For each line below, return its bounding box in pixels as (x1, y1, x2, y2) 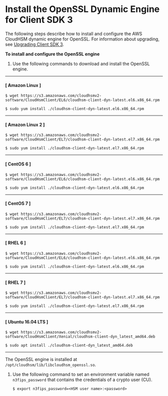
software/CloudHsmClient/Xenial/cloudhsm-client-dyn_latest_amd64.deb (5, 334, 155, 339)
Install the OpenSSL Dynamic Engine (5, 3, 160, 15)
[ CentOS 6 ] (5, 161, 31, 167)
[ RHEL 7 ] (5, 279, 26, 285)
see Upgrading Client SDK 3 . (5, 41, 64, 47)
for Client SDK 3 (5, 14, 73, 25)
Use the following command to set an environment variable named (12, 371, 149, 377)
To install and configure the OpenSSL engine (5, 51, 100, 57)
